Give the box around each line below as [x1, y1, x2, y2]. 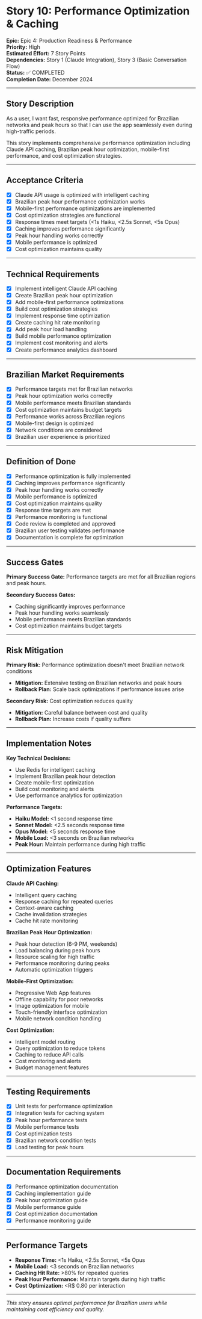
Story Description [6, 99, 74, 109]
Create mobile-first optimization [14, 778, 94, 786]
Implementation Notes [6, 739, 92, 749]
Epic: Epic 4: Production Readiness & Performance [6, 37, 132, 44]
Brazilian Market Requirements [6, 369, 124, 380]
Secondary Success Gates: [6, 591, 76, 598]
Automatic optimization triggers [14, 966, 93, 973]
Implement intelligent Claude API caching [14, 285, 117, 292]
